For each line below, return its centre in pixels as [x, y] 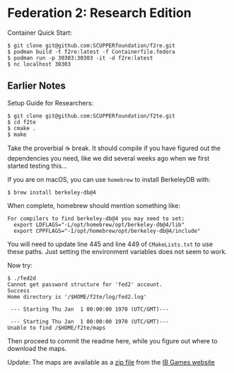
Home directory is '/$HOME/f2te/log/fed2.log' [77, 297]
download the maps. [37, 348]
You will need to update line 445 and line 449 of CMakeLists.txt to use [110, 244]
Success [19, 291]
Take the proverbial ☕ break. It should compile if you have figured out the [114, 148]
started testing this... [37, 166]
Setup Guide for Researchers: [51, 103]
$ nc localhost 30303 [39, 64]
